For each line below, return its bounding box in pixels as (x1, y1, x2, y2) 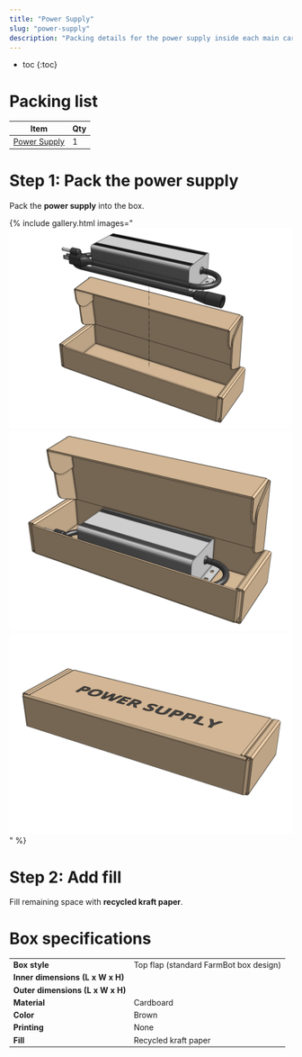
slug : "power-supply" (9, 23, 91, 33)
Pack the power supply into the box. (9, 200, 145, 211)
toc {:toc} (22, 59, 58, 70)
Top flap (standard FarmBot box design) (133, 960, 281, 971)
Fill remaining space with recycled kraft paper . (9, 897, 183, 908)
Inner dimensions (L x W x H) (13, 972, 125, 983)
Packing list (9, 91, 99, 112)
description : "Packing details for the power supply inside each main (9, 33, 280, 42)
